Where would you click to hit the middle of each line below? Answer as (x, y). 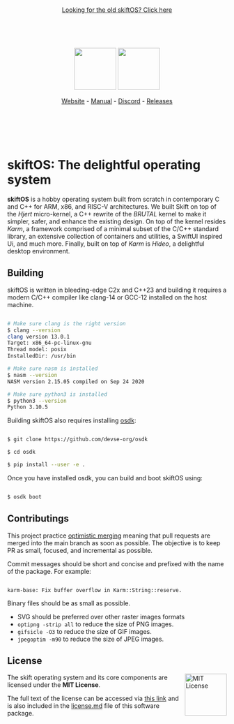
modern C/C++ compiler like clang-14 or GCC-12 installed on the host (107, 297)
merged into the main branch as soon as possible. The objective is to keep (114, 542)
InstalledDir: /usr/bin (42, 356)
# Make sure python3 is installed (57, 394)
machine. (21, 304)
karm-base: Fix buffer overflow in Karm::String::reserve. (95, 590)
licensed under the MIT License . (54, 685)
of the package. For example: (49, 571)
